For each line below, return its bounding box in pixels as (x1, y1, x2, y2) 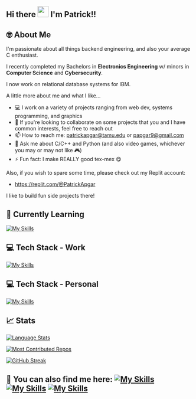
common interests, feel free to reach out (14, 125, 113, 132)
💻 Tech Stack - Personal (6, 279, 99, 289)
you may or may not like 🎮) (14, 147, 82, 154)
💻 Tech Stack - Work (6, 243, 86, 253)
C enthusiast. (6, 51, 38, 59)
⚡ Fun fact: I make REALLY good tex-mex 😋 (14, 156, 122, 163)
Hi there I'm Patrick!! (6, 9, 96, 19)
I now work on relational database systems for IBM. (6, 81, 131, 88)
